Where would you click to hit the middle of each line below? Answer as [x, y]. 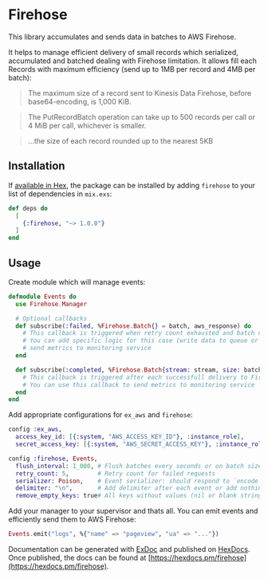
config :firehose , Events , [53, 459]
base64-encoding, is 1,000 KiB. [79, 101]
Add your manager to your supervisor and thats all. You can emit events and [133, 511]
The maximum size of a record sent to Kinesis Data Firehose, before [140, 93]
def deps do [28, 208]
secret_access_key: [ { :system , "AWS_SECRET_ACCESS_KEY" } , [114, 444]
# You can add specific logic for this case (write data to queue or [141, 341]
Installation [37, 166]
